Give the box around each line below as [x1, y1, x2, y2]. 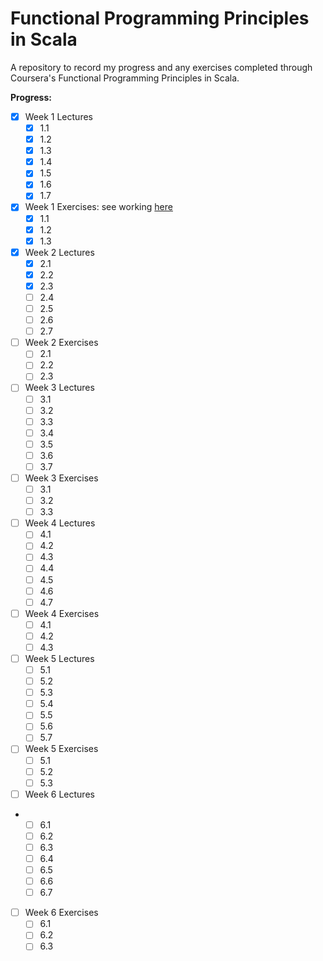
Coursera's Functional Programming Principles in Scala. [10, 72, 240, 84]
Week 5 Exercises [24, 743, 99, 755]
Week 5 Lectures [24, 652, 95, 664]
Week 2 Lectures [24, 246, 95, 258]
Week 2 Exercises [24, 337, 99, 349]
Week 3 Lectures [24, 382, 95, 394]
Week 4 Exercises [24, 607, 100, 619]
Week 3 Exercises [24, 472, 99, 484]
